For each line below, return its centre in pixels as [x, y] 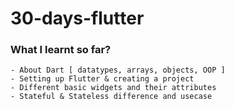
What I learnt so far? [61, 50]
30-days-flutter [77, 18]
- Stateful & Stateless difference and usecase [111, 97]
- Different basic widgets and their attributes [113, 88]
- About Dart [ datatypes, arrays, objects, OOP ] [118, 70]
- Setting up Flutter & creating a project [102, 79]
